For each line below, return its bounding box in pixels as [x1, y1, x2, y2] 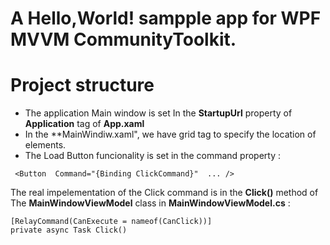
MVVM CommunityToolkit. [10, 28, 237, 51]
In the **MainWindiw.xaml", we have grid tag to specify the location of [24, 128, 317, 141]
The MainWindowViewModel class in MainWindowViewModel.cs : [10, 197, 291, 209]
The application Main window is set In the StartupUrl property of [24, 107, 293, 119]
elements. [24, 139, 67, 151]
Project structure [10, 74, 155, 97]
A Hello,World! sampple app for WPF [10, 7, 322, 30]
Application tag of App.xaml [24, 118, 145, 130]
